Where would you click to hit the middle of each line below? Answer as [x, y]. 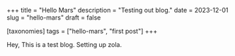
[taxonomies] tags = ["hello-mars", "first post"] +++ [82, 31]
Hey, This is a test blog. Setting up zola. [64, 44]
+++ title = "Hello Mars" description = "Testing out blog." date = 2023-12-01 [117, 10]
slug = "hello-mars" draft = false [54, 17]
